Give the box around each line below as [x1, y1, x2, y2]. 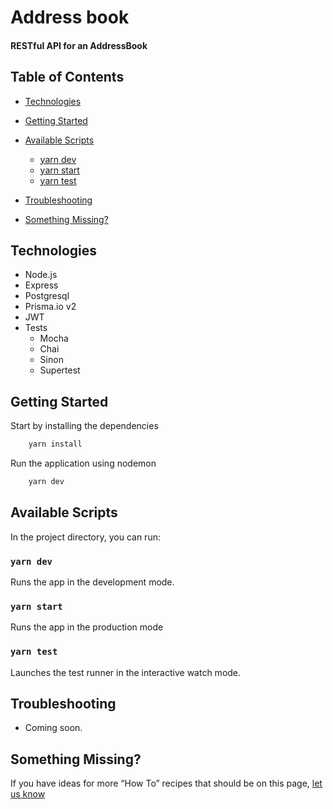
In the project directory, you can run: [10, 531, 161, 543]
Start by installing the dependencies [10, 420, 159, 432]
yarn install [28, 439, 83, 450]
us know [10, 788, 46, 800]
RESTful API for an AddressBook [10, 39, 148, 51]
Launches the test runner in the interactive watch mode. [10, 666, 242, 678]
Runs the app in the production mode [10, 621, 164, 633]
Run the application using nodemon [10, 457, 157, 470]
